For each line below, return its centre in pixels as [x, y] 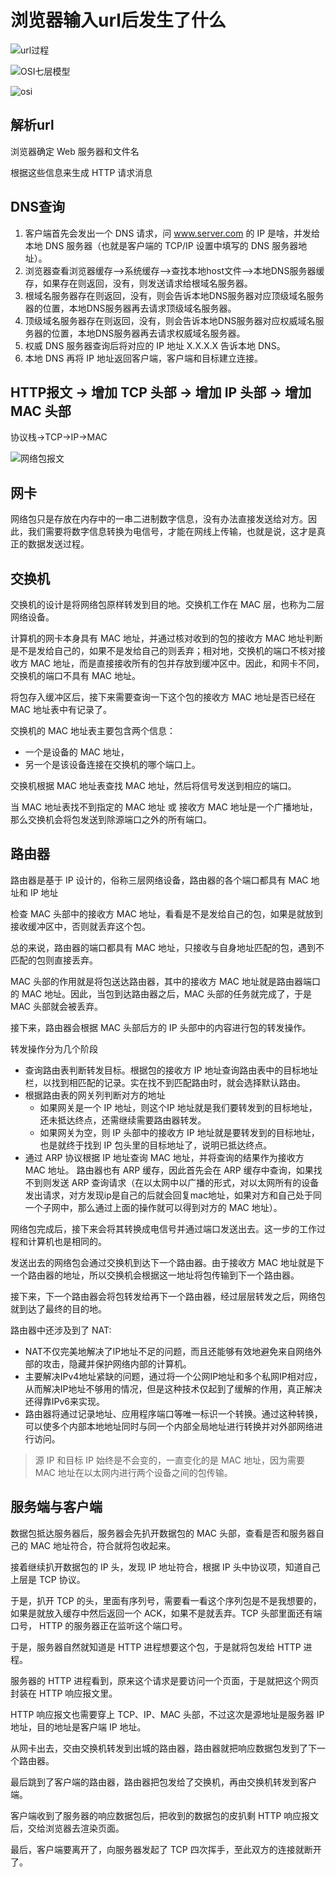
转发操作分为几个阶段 [54, 1048]
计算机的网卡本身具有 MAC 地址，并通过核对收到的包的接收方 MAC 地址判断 [166, 638]
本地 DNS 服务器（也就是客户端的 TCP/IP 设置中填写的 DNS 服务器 [161, 245]
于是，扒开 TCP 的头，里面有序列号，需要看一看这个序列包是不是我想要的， [166, 1600]
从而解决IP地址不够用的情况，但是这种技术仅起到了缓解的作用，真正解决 [173, 1388]
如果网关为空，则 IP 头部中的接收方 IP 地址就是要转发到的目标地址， [179, 1132]
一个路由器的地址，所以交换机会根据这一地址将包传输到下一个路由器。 [155, 1275]
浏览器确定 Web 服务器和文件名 [75, 151]
